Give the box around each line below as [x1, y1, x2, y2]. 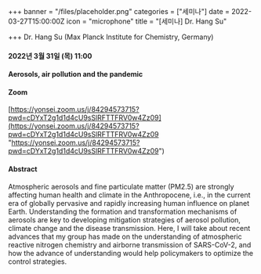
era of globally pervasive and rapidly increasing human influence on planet [8, 198, 250, 207]
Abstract [8, 164, 38, 174]
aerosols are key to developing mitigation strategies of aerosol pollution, [8, 215, 241, 225]
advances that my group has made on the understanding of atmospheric [8, 232, 242, 241]
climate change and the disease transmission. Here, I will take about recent [8, 223, 251, 233]
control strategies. [8, 257, 67, 266]
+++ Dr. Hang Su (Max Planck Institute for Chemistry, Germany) [8, 32, 214, 41]
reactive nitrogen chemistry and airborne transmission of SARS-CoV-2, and [8, 240, 252, 249]
